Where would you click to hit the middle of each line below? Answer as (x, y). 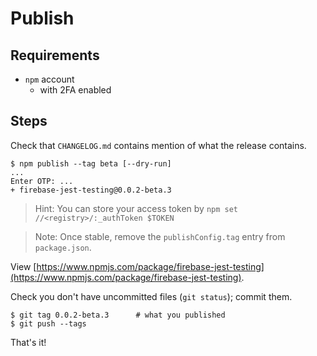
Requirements (55, 55)
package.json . (63, 247)
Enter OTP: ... (42, 181)
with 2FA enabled (75, 90)
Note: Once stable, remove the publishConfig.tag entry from (160, 236)
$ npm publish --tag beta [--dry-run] (91, 163)
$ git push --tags (48, 323)
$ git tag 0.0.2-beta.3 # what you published (118, 315)
